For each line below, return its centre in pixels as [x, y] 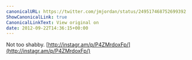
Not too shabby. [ [27, 45]
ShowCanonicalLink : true [37, 17]
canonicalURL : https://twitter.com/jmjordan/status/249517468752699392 [96, 11]
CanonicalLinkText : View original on [53, 22]
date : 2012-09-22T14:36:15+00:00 [47, 28]
